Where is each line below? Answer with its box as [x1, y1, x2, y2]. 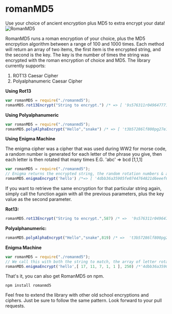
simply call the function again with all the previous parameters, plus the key [5, 191, 164, 197]
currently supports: [5, 62, 46, 69]
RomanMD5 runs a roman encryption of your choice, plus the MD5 [5, 35, 146, 41]
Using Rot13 [5, 88, 32, 94]
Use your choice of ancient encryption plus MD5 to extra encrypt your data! [5, 20, 165, 26]
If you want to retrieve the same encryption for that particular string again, [5, 185, 162, 192]
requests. [5, 303, 26, 309]
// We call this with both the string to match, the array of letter [5, 259, 157, 264]
